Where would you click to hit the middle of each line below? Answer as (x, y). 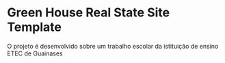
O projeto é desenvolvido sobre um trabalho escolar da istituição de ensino (113, 46)
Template (34, 27)
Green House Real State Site (88, 13)
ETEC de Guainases (35, 53)
